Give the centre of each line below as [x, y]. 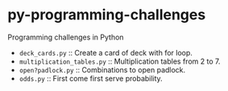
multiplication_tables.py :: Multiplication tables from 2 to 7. [120, 61]
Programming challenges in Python [66, 37]
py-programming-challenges [107, 15]
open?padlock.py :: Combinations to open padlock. [102, 69]
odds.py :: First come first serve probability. [91, 78]
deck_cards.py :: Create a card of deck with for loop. [106, 52]
